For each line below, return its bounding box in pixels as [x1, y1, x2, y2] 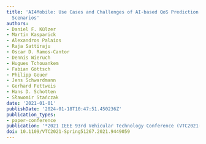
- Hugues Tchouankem [6, 60, 59, 66]
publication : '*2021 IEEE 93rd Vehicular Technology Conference [6, 123, 174, 129]
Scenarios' [12, 15, 40, 21]
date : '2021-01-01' [6, 100, 56, 106]
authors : [6, 20, 29, 26]
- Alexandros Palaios [6, 37, 62, 44]
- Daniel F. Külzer [6, 26, 56, 32]
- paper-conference [6, 117, 56, 123]
